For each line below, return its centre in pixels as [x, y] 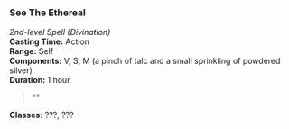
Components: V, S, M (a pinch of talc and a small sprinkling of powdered [145, 61]
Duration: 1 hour [40, 80]
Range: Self [32, 51]
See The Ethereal [47, 13]
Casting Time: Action [50, 41]
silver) [21, 70]
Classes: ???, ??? [42, 115]
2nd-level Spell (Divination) [60, 32]
